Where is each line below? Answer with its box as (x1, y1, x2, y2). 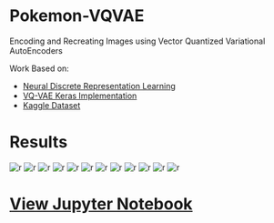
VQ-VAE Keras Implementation (22, 90, 137, 101)
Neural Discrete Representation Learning (22, 80, 176, 91)
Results (9, 132, 68, 153)
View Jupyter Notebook (9, 194, 193, 215)
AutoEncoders (9, 45, 64, 56)
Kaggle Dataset (22, 99, 81, 110)
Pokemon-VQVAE (9, 5, 145, 26)
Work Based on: (9, 63, 70, 74)
